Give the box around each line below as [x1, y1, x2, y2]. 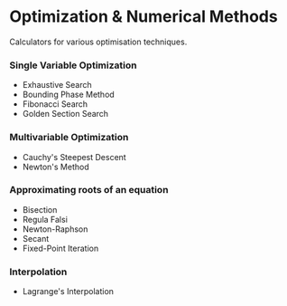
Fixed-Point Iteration [22, 243, 99, 253]
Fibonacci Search [22, 99, 88, 110]
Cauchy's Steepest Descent [22, 151, 126, 162]
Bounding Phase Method [22, 89, 115, 100]
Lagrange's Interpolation [22, 286, 115, 297]
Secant [22, 233, 50, 244]
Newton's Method [22, 161, 89, 172]
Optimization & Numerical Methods [9, 6, 278, 27]
